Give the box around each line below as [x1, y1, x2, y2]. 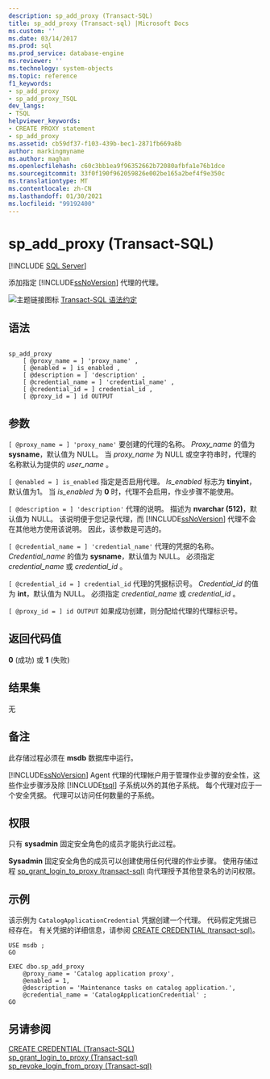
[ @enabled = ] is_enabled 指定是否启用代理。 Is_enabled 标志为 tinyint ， [8, 477, 256, 487]
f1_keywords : [8, 79, 52, 87]
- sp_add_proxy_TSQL [8, 95, 78, 103]
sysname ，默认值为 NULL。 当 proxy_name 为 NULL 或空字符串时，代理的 [8, 449, 256, 459]
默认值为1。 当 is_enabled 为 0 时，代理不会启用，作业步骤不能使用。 [8, 487, 239, 497]
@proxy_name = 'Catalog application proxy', [23, 970, 175, 978]
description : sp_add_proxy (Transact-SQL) [8, 11, 153, 20]
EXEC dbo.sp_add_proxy [8, 963, 85, 971]
